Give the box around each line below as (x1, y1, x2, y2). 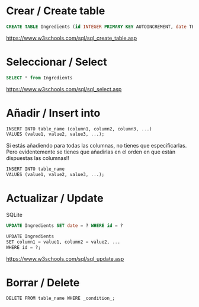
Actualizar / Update (6, 191, 104, 205)
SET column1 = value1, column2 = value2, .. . (6, 239, 120, 245)
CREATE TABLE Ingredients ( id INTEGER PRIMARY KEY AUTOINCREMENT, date (6, 24, 187, 30)
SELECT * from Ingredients (6, 75, 73, 81)
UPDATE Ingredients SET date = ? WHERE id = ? (6, 223, 123, 229)
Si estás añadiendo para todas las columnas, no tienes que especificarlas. (6, 142, 187, 149)
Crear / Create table (6, 4, 105, 18)
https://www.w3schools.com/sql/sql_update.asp (6, 255, 124, 262)
